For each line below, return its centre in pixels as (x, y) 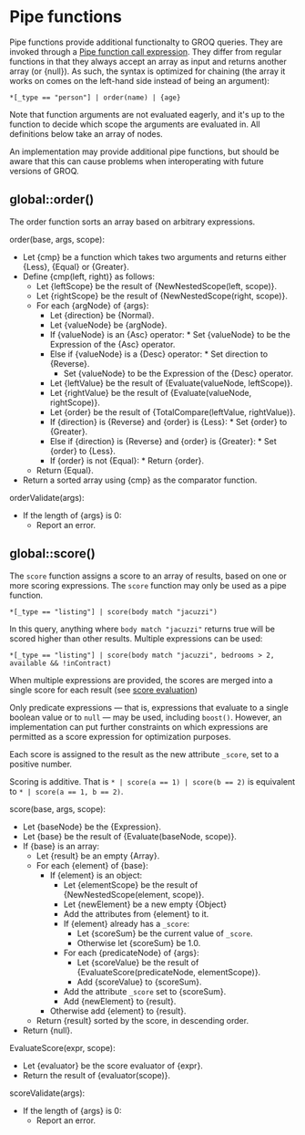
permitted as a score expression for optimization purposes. (120, 736)
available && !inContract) (61, 663)
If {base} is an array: (61, 846)
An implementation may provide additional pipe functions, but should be (144, 151)
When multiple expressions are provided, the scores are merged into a (141, 680)
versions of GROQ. (44, 171)
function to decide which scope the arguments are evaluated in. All (135, 124)
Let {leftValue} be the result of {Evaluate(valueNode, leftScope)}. (171, 383)
